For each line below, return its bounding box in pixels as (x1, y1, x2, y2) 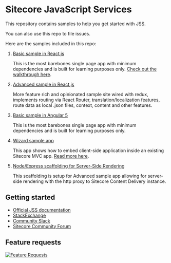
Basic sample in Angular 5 (12, 112, 68, 118)
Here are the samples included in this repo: (5, 40, 97, 47)
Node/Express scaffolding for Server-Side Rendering (12, 163, 125, 169)
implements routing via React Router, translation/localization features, (12, 97, 160, 103)
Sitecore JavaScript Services (5, 4, 132, 15)
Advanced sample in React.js (12, 81, 74, 87)
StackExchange (12, 212, 46, 218)
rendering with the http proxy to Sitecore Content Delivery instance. (23, 178, 166, 184)
